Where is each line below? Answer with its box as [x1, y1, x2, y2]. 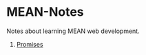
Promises [16, 40, 43, 48]
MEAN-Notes [6, 4, 84, 20]
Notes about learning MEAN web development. [6, 27, 140, 35]
